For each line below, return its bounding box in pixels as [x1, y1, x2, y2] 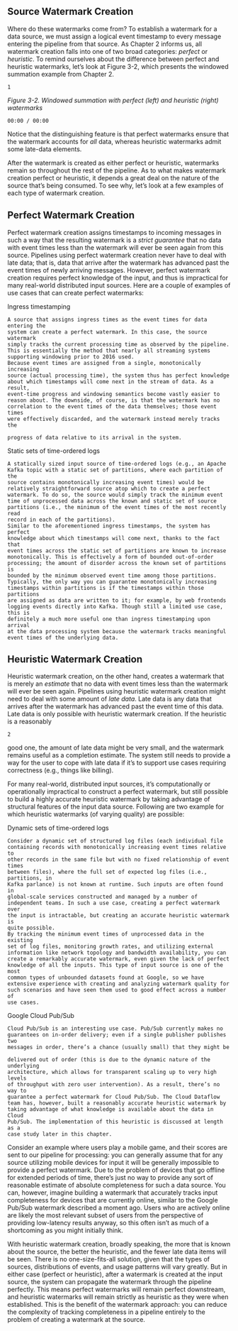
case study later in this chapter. [7, 1131, 113, 1138]
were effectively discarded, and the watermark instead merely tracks [7, 415, 220, 422]
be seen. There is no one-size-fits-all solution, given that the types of [7, 1255, 210, 1264]
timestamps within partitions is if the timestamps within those [7, 584, 204, 591]
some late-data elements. [7, 145, 82, 153]
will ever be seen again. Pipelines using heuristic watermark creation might [7, 687, 226, 696]
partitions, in [7, 875, 52, 882]
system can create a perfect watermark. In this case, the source [7, 328, 208, 336]
